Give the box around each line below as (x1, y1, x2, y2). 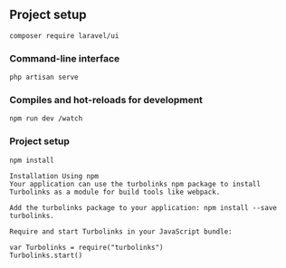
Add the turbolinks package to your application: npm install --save (9, 203, 278, 212)
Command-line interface (9, 52, 120, 64)
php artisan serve (9, 72, 79, 82)
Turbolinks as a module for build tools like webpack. (9, 187, 221, 196)
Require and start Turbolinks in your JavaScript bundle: (9, 226, 233, 236)
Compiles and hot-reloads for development (9, 94, 204, 107)
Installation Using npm (9, 171, 100, 180)
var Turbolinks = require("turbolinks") (9, 243, 165, 252)
